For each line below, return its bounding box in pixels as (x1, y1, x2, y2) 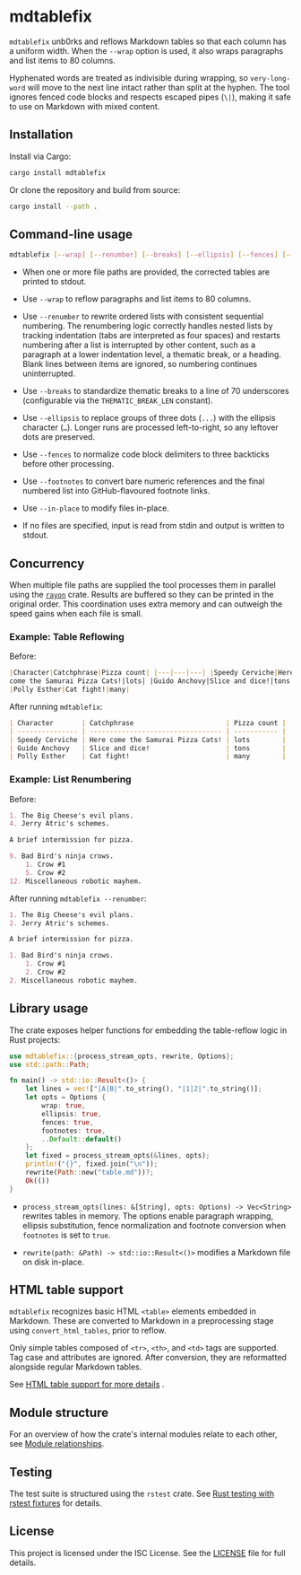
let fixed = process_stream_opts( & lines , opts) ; (25, 1151, 211, 1160)
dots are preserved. (21, 432, 96, 442)
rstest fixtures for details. (9, 1498, 102, 1509)
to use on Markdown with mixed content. (9, 101, 160, 111)
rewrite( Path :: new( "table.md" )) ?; (25, 1168, 154, 1177)
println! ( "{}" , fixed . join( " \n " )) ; (25, 1159, 159, 1168)
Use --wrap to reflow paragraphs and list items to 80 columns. (21, 293, 252, 304)
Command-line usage (9, 226, 133, 241)
